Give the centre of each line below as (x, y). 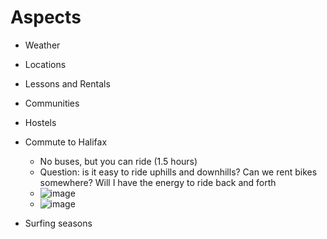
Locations (45, 64)
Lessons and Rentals (67, 83)
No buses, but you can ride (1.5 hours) (118, 161)
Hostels (40, 122)
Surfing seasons (58, 223)
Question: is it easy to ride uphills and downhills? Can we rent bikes (178, 172)
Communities (52, 103)
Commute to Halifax (66, 142)
